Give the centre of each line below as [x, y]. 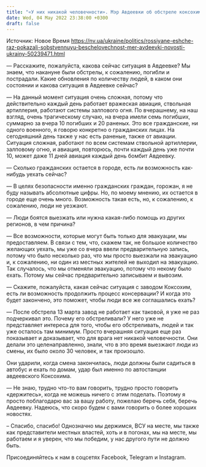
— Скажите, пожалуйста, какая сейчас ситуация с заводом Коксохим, [99, 287]
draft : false [23, 23]
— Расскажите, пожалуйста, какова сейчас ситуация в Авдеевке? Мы [98, 66]
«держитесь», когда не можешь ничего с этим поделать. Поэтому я [96, 395]
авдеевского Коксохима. [39, 376]
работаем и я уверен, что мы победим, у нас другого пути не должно [98, 439]
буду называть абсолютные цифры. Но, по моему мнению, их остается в [102, 193]
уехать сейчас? [47, 174]
